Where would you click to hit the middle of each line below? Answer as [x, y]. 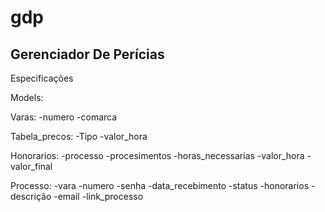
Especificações [42, 78]
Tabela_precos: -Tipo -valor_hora [79, 136]
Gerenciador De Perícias [87, 54]
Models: [27, 97]
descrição [31, 196]
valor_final [31, 166]
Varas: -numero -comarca [64, 117]
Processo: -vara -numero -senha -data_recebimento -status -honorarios [160, 185]
